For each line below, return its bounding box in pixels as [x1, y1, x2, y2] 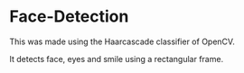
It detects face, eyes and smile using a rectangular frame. [9, 53, 224, 64]
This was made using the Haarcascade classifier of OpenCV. [9, 36, 235, 47]
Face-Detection [9, 6, 129, 27]
